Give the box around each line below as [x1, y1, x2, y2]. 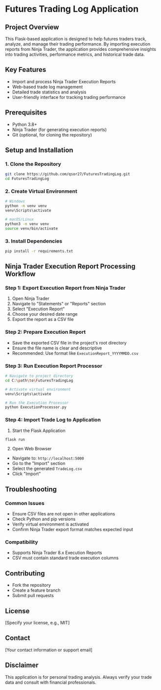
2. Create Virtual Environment [5, 187, 77, 194]
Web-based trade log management [12, 84, 83, 90]
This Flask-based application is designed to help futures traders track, [5, 36, 147, 42]
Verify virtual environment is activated [12, 521, 89, 527]
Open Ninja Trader [12, 296, 50, 301]
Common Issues [5, 500, 45, 506]
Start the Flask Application [12, 427, 66, 434]
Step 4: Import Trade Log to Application [5, 416, 101, 423]
